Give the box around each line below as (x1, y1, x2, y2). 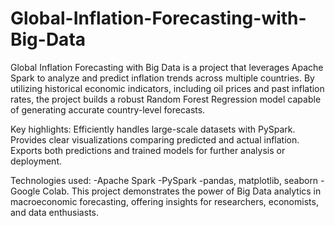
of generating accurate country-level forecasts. (10, 103, 206, 116)
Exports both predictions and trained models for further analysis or (10, 144, 286, 156)
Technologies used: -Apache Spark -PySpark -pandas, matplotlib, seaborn (10, 174, 319, 186)
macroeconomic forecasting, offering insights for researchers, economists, (10, 195, 319, 207)
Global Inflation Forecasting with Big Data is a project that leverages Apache (10, 61, 324, 73)
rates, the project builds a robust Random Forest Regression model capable (10, 93, 322, 105)
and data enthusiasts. (10, 206, 99, 218)
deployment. (10, 155, 62, 167)
